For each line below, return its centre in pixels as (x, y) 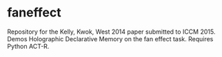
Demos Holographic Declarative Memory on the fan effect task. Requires (110, 38)
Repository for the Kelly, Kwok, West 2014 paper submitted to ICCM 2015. (111, 32)
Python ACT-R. (28, 46)
